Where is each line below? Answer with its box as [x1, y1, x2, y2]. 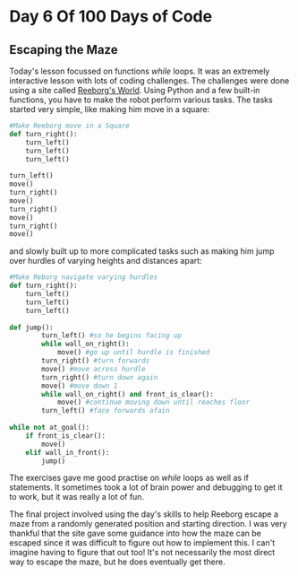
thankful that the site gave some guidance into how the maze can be [9, 528, 262, 539]
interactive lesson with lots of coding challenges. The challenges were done [9, 75, 290, 86]
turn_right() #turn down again [41, 372, 158, 382]
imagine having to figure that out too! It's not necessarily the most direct [9, 547, 276, 558]
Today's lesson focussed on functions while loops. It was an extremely [9, 65, 270, 76]
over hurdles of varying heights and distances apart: [9, 256, 203, 266]
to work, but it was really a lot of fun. [9, 492, 145, 502]
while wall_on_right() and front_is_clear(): [41, 389, 215, 398]
